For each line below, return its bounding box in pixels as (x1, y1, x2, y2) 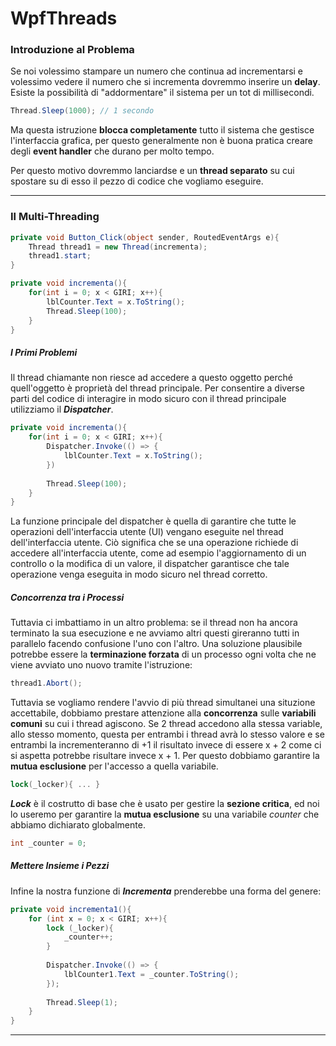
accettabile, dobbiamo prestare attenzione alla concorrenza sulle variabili (10, 707, 317, 719)
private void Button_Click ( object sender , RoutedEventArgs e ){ (10, 232, 280, 242)
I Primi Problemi (10, 347, 78, 358)
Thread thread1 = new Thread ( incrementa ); (28, 242, 208, 252)
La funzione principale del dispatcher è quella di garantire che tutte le (10, 515, 297, 527)
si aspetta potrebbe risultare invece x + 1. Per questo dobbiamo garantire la (10, 750, 320, 762)
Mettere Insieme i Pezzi (10, 860, 110, 872)
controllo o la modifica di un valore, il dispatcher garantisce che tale (10, 558, 290, 570)
